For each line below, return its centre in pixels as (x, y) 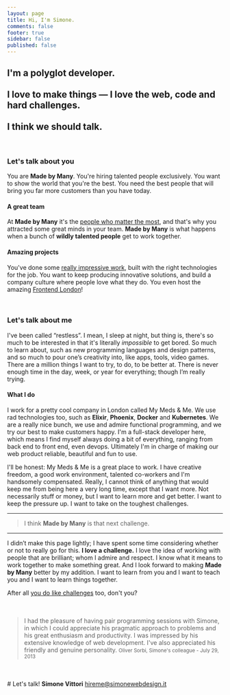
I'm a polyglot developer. (61, 73)
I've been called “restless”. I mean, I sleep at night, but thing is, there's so (111, 335)
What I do (21, 395)
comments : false (30, 26)
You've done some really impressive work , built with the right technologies (112, 267)
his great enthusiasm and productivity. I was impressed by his (111, 635)
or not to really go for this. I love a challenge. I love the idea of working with (114, 551)
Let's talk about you (41, 161)
